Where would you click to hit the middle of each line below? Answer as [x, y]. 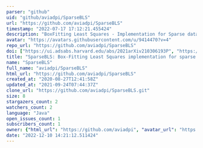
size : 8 [16, 96]
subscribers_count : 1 [34, 124]
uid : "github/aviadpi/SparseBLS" [48, 18]
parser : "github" [28, 12]
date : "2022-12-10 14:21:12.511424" [52, 136]
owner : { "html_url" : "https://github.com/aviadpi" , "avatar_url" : [92, 130]
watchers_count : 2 [29, 107]
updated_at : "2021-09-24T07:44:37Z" [52, 85]
